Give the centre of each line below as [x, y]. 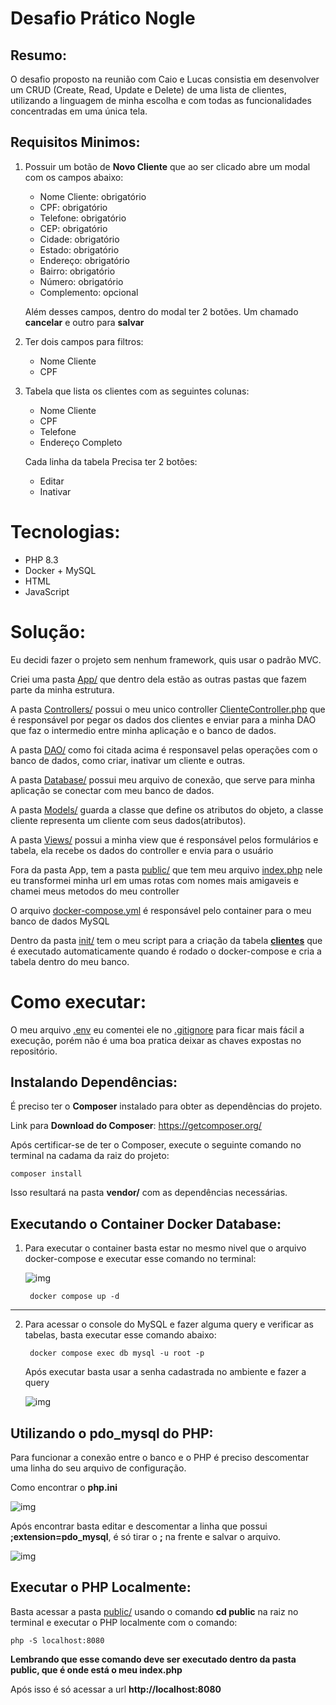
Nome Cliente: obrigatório [93, 196]
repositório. [34, 1051]
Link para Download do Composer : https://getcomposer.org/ [136, 1126]
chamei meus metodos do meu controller [95, 891]
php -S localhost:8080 [57, 1640]
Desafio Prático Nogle [103, 18]
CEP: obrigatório [73, 228]
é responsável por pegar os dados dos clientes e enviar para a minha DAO [163, 719]
